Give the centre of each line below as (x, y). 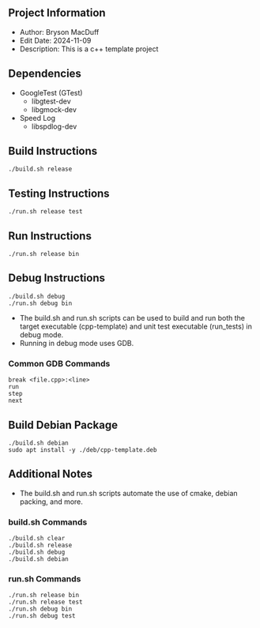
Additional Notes (51, 474)
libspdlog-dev (54, 126)
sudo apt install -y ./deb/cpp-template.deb (83, 449)
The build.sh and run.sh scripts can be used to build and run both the (132, 318)
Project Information (57, 13)
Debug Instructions (57, 278)
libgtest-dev (51, 101)
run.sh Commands (45, 579)
